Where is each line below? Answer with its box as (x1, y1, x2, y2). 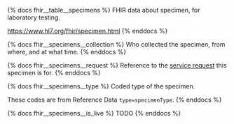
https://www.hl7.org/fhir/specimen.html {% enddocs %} (7, 27, 168, 35)
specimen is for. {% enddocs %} (7, 69, 102, 77)
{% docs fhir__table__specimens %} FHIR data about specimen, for (7, 6, 200, 14)
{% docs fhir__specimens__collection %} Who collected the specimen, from (7, 40, 226, 48)
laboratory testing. (7, 13, 61, 22)
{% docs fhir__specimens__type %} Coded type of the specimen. (7, 82, 195, 90)
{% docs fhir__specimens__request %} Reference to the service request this (7, 61, 227, 69)
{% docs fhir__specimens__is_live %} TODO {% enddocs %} (7, 109, 181, 117)
